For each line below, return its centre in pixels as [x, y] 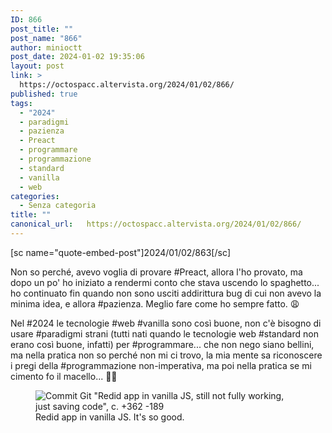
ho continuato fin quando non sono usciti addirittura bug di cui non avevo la [166, 293]
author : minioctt [46, 47]
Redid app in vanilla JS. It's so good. [110, 417]
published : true [44, 94]
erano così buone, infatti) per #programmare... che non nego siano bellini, [162, 344]
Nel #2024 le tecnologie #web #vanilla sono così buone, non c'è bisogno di [166, 323]
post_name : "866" [46, 38]
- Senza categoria [58, 206]
